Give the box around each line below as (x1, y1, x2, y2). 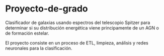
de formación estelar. (5, 30, 49, 36)
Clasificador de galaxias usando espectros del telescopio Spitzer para (5, 19, 150, 25)
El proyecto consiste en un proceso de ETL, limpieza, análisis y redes (5, 39, 148, 45)
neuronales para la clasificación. (5, 45, 72, 51)
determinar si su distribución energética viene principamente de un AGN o (5, 24, 159, 30)
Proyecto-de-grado (5, 3, 88, 14)
